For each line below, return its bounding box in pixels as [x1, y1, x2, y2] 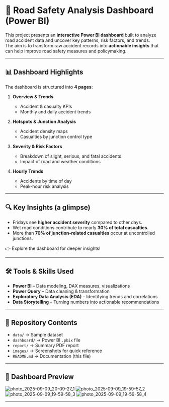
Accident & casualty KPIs [20, 103, 72, 109]
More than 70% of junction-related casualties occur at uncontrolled [12, 230, 155, 236]
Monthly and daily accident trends [20, 108, 91, 115]
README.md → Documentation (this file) [12, 353, 91, 359]
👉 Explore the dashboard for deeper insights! [5, 245, 101, 251]
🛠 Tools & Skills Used [5, 267, 74, 276]
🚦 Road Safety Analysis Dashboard [5, 5, 154, 16]
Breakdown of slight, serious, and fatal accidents [20, 153, 122, 159]
